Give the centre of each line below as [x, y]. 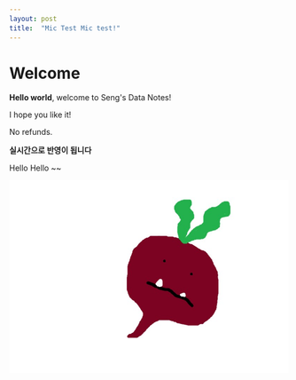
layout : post [33, 19]
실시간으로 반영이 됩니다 [51, 150]
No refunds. [31, 132]
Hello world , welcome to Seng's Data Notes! [90, 98]
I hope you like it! [40, 115]
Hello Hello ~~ [35, 168]
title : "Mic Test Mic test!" [65, 28]
